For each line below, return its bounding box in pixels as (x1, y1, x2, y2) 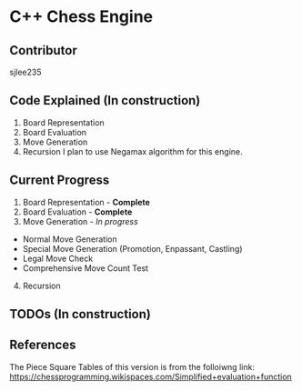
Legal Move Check (22, 253, 94, 264)
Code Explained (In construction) (9, 93, 201, 108)
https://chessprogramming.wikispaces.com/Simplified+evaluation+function (9, 371, 293, 382)
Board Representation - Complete (22, 196, 150, 207)
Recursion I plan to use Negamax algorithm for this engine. (22, 145, 243, 156)
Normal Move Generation (22, 234, 117, 245)
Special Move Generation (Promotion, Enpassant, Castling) (22, 243, 243, 254)
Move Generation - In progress (22, 216, 138, 226)
